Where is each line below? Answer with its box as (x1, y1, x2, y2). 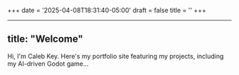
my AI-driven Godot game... (7, 59, 89, 68)
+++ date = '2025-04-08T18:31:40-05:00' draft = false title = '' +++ (7, 6, 206, 14)
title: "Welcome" (7, 33, 83, 45)
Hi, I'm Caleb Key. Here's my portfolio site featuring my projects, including (7, 52, 224, 60)
